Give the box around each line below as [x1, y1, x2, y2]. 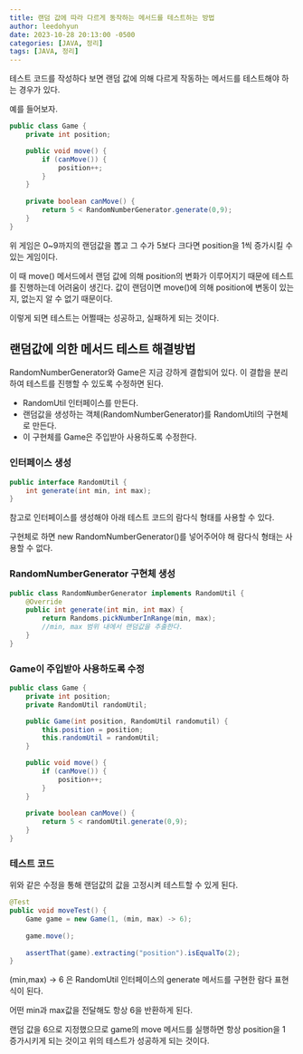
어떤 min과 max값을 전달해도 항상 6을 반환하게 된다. [9, 1005, 193, 1016]
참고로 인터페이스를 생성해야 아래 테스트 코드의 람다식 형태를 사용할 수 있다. [9, 512, 275, 523]
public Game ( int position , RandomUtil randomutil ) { [25, 717, 229, 726]
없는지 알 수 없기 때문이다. [21, 293, 113, 304]
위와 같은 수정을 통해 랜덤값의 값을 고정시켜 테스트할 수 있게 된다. [9, 880, 239, 891]
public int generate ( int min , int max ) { [25, 605, 184, 614]
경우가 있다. [18, 84, 61, 95]
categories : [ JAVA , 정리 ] [9, 38, 104, 48]
